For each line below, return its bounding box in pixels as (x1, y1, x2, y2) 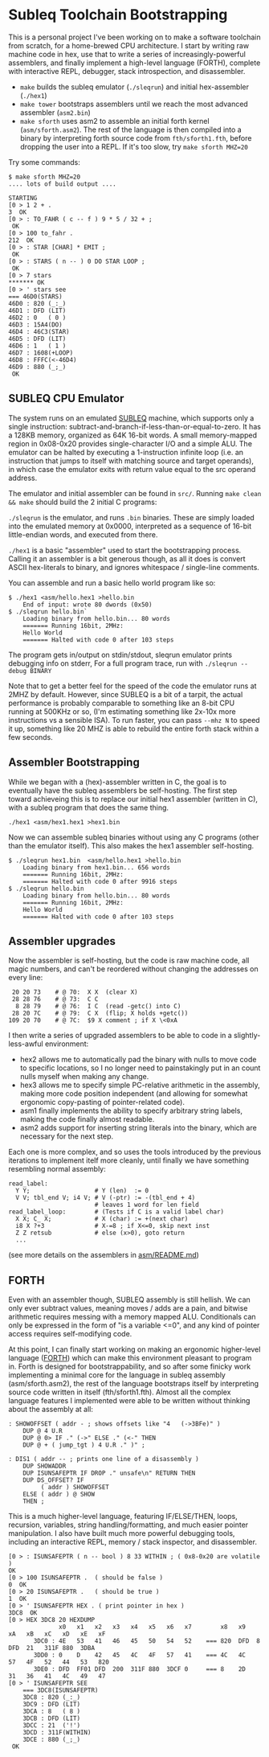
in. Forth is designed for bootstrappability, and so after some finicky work (8, 1361, 251, 1372)
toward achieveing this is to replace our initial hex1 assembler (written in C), (8, 794, 259, 803)
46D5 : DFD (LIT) (8, 335, 67, 343)
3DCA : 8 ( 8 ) (22, 1707, 81, 1716)
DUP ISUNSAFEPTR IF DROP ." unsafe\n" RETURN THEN (22, 1469, 196, 1477)
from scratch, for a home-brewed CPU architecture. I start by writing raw (8, 40, 250, 50)
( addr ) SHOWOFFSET (40, 1484, 110, 1492)
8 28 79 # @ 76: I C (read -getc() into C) (15, 1003, 181, 1011)
